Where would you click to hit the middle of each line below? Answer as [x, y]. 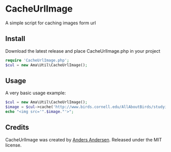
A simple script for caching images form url [51, 23]
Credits [17, 127]
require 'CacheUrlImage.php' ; [37, 60]
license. [13, 145]
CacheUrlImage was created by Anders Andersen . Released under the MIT [83, 139]
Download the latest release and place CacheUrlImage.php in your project [83, 51]
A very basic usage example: [36, 93]
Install [15, 39]
